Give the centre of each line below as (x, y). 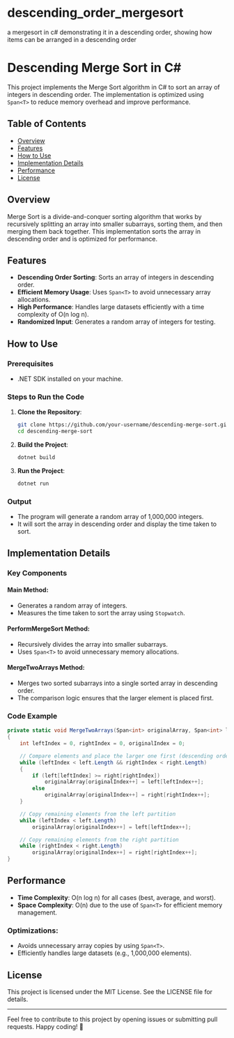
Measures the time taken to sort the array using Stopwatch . (101, 612)
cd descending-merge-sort (55, 431)
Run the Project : (41, 471)
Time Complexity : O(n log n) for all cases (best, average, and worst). (116, 897)
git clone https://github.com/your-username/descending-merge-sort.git (123, 425)
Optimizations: (33, 931)
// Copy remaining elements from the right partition (99, 840)
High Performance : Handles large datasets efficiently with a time (111, 307)
